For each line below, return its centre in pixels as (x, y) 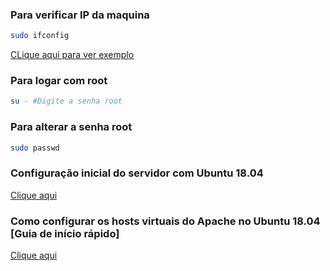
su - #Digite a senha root (66, 101)
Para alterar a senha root (71, 127)
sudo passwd (35, 148)
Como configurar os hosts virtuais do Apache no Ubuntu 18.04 (165, 221)
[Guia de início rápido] (65, 233)
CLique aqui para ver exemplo (72, 55)
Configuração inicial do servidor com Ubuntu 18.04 (137, 173)
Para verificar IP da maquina (80, 15)
